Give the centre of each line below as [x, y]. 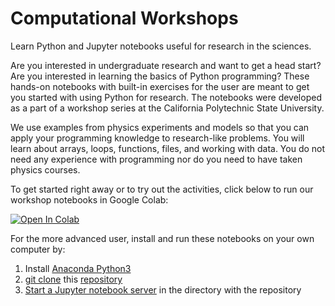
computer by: [38, 249]
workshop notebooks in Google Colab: [89, 199]
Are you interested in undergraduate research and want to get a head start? [166, 65]
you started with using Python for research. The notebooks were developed [166, 97]
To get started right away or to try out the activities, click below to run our [162, 189]
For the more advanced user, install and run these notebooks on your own [162, 238]
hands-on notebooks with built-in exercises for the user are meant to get [160, 86]
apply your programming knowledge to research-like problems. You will [157, 138]
